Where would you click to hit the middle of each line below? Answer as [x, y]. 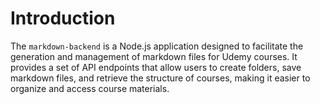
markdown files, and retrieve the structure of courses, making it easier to [160, 78]
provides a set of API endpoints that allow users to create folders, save [156, 67]
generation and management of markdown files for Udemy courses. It [154, 56]
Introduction [63, 18]
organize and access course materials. [90, 88]
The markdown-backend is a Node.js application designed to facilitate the [157, 46]
